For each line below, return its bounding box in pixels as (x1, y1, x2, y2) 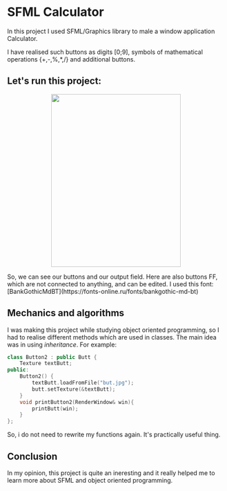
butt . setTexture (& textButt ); (32, 385, 116, 393)
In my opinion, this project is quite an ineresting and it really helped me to (7, 469, 215, 477)
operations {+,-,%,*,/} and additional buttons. (7, 55, 136, 63)
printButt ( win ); (32, 405, 79, 412)
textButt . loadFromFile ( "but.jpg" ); (32, 380, 135, 387)
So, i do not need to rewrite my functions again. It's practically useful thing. (7, 430, 221, 439)
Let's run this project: (7, 75, 102, 87)
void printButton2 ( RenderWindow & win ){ (19, 398, 135, 405)
